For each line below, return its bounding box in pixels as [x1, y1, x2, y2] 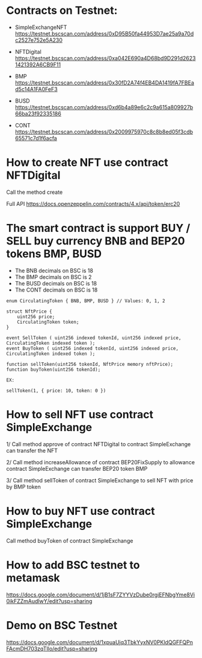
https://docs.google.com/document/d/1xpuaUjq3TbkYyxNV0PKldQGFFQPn [6, 638, 194, 646]
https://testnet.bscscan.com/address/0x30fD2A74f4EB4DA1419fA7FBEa [14, 79, 194, 86]
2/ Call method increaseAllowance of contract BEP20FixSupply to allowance [6, 458, 195, 465]
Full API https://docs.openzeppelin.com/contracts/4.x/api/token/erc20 [6, 200, 180, 207]
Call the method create [6, 188, 63, 196]
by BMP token [6, 483, 41, 490]
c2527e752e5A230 [14, 36, 63, 43]
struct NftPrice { [6, 308, 52, 315]
